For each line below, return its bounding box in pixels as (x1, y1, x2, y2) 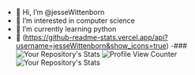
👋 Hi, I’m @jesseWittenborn (15, 8, 105, 17)
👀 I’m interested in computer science (15, 16, 136, 25)
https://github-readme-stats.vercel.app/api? (24, 32, 168, 42)
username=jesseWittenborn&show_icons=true (15, 41, 167, 51)
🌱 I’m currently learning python (15, 24, 117, 33)
